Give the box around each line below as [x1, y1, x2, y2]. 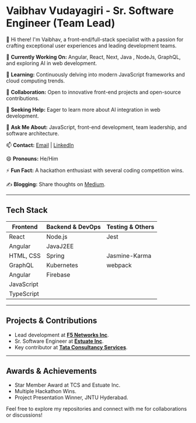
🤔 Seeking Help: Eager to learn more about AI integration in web [6, 106, 160, 113]
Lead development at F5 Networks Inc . [14, 331, 109, 338]
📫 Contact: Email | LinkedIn [6, 142, 74, 149]
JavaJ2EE [46, 242, 74, 250]
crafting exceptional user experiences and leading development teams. [6, 42, 177, 49]
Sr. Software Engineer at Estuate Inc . [14, 338, 104, 345]
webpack [106, 261, 132, 269]
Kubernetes [46, 261, 79, 269]
